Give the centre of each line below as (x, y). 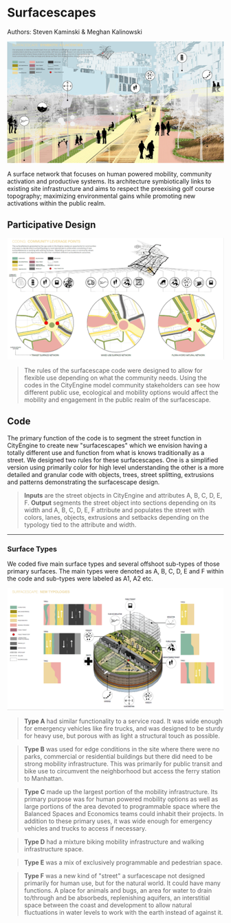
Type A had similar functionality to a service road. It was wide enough (123, 721)
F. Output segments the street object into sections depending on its (120, 503)
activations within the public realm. (56, 203)
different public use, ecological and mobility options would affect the (121, 392)
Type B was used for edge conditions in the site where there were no (122, 749)
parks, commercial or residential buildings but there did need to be (118, 757)
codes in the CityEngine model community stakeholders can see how (122, 385)
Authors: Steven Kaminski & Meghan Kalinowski (75, 32)
